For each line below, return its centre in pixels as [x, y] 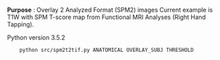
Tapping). [20, 24]
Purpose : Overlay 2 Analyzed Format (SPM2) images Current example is [110, 10]
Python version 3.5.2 [36, 37]
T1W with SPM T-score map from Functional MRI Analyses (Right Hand [107, 17]
